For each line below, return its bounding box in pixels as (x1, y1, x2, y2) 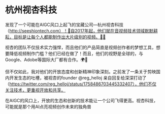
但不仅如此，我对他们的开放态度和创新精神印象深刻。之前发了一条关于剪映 (5, 68, 156, 74)
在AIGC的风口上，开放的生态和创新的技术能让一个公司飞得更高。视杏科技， (5, 97, 159, 103)
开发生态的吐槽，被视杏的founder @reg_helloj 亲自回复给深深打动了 (9, 75, 147, 81)
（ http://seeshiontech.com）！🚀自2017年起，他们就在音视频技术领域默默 (5, 28, 154, 33)
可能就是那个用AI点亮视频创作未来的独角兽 (5, 104, 92, 110)
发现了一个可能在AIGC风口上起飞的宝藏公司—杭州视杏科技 (5, 22, 124, 28)
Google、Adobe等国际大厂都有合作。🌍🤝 (5, 57, 88, 62)
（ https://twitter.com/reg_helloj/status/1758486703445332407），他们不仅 (5, 81, 157, 86)
